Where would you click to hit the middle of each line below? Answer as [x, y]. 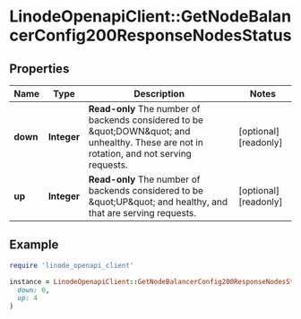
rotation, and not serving [140, 154]
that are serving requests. [142, 213]
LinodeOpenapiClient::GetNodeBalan [150, 17]
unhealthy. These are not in [146, 142]
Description [159, 94]
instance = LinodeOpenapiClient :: [74, 281]
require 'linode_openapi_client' [72, 265]
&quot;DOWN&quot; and [139, 131]
